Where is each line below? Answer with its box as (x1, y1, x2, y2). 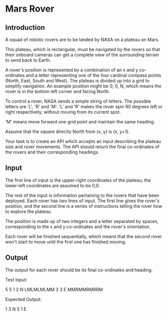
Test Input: (5, 277, 28, 283)
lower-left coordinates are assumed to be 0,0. (5, 183, 100, 189)
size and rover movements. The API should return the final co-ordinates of (5, 144, 160, 150)
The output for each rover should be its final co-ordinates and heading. (5, 266, 153, 273)
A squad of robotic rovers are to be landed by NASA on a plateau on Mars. (5, 36, 160, 42)
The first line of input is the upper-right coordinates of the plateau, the (5, 177, 151, 183)
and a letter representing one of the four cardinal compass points (26, 72, 161, 78)
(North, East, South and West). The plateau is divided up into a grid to (5, 78, 150, 83)
